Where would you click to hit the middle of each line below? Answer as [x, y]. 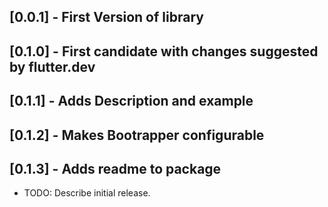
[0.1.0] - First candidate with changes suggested [164, 51]
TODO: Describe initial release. [87, 193]
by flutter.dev [52, 66]
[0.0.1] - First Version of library [106, 17]
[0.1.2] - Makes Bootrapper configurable [137, 135]
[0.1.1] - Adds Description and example [131, 101]
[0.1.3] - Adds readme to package [115, 168]
